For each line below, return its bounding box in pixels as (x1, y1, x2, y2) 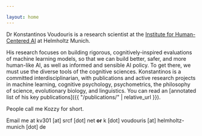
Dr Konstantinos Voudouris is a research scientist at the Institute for (6, 31, 174, 38)
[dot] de (26, 123, 46, 130)
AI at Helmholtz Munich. (30, 37, 90, 44)
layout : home (6, 14, 39, 20)
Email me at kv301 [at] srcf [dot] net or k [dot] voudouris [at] (6, 117, 156, 124)
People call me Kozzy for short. (6, 105, 84, 112)
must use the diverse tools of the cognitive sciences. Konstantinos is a (6, 67, 181, 75)
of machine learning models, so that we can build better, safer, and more (6, 55, 187, 62)
